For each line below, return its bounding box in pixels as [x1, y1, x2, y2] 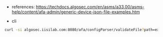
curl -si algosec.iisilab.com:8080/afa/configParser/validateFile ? [4, 28, 145, 32]
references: [11, 4, 35, 9]
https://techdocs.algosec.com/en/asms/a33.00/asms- [36, 4, 145, 9]
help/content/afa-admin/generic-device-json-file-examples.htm [11, 9, 140, 15]
